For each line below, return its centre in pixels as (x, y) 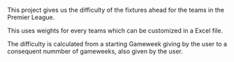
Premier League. (31, 17)
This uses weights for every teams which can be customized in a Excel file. (115, 31)
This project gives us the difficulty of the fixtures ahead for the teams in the (116, 10)
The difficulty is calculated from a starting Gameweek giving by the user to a (117, 44)
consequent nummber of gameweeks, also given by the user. (95, 51)
